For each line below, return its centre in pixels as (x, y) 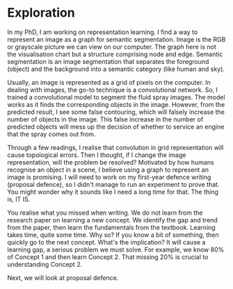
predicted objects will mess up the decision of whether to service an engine (116, 126)
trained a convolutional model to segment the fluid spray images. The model (116, 97)
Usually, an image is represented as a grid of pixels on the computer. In (109, 82)
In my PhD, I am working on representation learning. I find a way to (103, 32)
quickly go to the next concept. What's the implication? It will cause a (106, 242)
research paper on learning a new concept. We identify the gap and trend (112, 220)
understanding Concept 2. (45, 264)
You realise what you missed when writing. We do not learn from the (105, 213)
